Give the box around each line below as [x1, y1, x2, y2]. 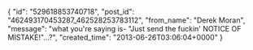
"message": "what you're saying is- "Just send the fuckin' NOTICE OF [7, 24, 242, 33]
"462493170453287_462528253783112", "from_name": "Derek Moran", [7, 15, 246, 25]
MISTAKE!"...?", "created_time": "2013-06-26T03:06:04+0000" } [7, 32, 224, 42]
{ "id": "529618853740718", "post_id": [7, 7, 135, 16]
